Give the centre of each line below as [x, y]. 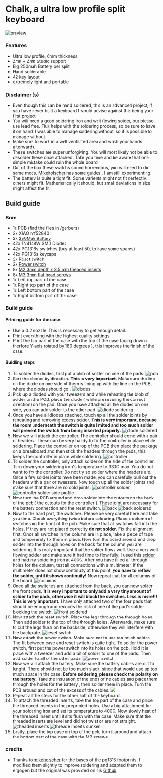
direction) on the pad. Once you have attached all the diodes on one [81, 404]
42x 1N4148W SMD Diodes [40, 244]
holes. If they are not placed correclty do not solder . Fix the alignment [83, 529]
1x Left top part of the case [40, 280]
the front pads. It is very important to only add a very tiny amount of [82, 591]
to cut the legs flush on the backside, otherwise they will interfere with [83, 627]
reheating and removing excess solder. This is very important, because [85, 420]
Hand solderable [29, 72]
